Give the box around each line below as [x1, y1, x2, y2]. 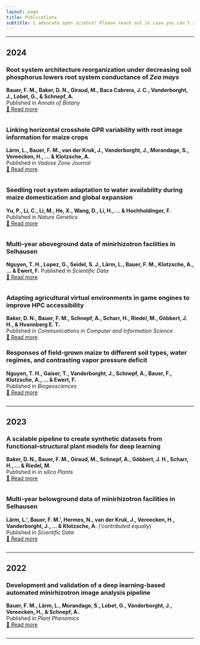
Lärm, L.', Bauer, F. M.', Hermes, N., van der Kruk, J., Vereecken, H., [6, 516, 175, 523]
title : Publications [6, 14, 58, 20]
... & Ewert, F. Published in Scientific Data [6, 267, 109, 274]
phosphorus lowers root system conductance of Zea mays [6, 73, 180, 81]
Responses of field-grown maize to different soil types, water [6, 349, 187, 357]
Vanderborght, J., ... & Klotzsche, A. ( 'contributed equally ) [6, 522, 152, 529]
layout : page [6, 8, 39, 15]
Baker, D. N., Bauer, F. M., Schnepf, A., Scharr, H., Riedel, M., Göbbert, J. [6, 315, 187, 322]
